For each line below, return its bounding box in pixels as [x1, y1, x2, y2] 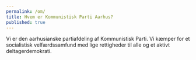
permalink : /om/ [6, 8, 45, 15]
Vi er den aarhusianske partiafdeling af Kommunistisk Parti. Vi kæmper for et [6, 36, 190, 43]
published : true [6, 19, 45, 25]
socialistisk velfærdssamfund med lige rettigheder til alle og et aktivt [6, 41, 170, 48]
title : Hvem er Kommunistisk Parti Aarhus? [6, 14, 114, 20]
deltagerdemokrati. [6, 48, 52, 55]
